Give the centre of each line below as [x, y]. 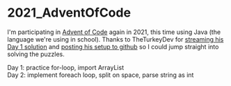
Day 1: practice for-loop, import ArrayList [65, 67]
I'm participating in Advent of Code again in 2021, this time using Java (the [114, 32]
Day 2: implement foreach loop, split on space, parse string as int [101, 75]
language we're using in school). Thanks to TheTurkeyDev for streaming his [115, 39]
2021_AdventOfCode [69, 13]
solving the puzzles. [36, 54]
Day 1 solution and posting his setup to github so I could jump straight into [113, 46]
